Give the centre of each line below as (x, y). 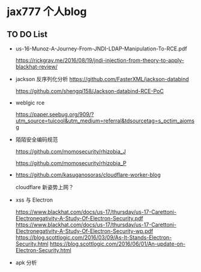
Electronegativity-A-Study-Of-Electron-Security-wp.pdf (84, 231)
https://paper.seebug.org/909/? (55, 114)
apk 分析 (26, 262)
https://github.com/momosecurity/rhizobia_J (70, 151)
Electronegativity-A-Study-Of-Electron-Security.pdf (79, 218)
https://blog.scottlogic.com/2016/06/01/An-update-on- (117, 244)
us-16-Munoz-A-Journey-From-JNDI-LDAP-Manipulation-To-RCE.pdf (101, 49)
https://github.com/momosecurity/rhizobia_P (71, 163)
